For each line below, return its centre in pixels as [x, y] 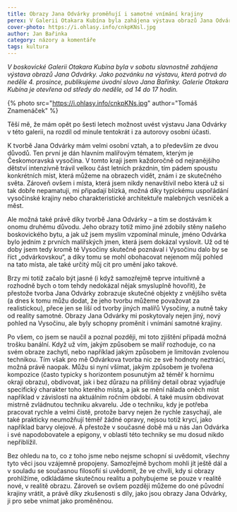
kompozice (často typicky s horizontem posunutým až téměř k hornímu [111, 374]
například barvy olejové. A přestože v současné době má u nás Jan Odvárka [118, 427]
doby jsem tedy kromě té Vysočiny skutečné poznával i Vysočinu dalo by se [117, 249]
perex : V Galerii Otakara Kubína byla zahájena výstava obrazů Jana [110, 21]
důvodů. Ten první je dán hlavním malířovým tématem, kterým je [101, 153]
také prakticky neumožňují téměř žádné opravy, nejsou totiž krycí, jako [110, 419]
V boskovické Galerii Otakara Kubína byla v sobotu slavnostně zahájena [113, 67]
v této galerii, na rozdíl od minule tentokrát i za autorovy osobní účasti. [109, 132]
